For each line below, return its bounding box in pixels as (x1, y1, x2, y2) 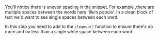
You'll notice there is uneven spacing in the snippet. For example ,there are (5, 4, 154, 10)
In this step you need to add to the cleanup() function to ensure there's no (5, 24, 153, 29)
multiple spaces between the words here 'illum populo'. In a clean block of (5, 9, 154, 15)
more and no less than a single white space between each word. (5, 29, 134, 34)
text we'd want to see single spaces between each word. (5, 14, 119, 20)
